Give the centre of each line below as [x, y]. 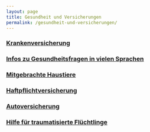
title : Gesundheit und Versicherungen [54, 17]
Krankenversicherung [38, 43]
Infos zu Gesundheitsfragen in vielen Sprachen [75, 59]
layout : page [22, 11]
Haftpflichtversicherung [42, 91]
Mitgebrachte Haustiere [41, 75]
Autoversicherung [33, 106]
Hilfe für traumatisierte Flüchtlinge [57, 122]
